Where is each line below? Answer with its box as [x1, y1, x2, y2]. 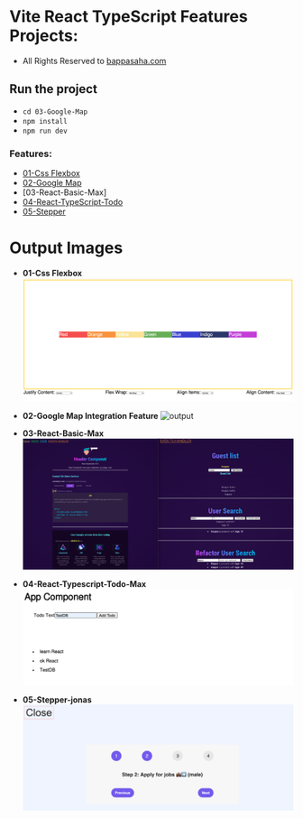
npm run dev [22, 126, 68, 135]
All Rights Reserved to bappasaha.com [22, 55, 167, 66]
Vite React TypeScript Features [9, 6, 248, 27]
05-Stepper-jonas [22, 693, 92, 705]
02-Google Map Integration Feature [22, 411, 159, 422]
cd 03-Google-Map [22, 107, 88, 116]
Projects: [9, 25, 78, 46]
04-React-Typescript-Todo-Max [22, 578, 147, 589]
